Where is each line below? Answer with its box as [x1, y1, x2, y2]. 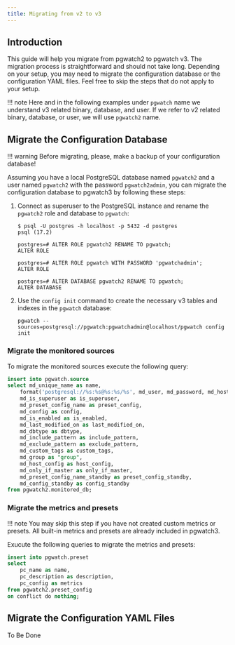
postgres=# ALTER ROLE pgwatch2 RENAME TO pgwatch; [17, 241, 171, 248]
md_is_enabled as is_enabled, [20, 415, 108, 422]
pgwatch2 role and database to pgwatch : [17, 209, 129, 218]
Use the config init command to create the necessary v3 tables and [17, 296, 218, 305]
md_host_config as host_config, [20, 460, 114, 467]
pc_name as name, [20, 566, 71, 574]
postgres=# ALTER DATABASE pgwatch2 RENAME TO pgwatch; [17, 278, 184, 285]
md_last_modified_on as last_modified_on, [20, 421, 145, 428]
